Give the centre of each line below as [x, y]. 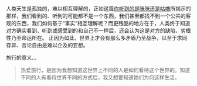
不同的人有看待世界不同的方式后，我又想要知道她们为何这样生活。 [100, 77]
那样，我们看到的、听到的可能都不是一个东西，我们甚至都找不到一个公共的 [96, 16]
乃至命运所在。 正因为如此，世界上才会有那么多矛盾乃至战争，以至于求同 [99, 38]
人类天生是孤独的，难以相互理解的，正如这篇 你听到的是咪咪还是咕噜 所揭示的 [98, 8]
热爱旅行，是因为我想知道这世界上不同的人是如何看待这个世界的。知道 [105, 70]
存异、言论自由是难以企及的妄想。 [47, 45]
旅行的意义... [21, 58]
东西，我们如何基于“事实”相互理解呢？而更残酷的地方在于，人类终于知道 [103, 23]
